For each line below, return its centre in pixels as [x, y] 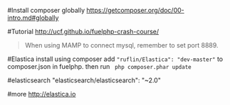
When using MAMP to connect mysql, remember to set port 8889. [121, 45]
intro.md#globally [33, 18]
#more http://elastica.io [42, 94]
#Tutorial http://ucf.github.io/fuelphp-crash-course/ [83, 32]
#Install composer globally [46, 10]
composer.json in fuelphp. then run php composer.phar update [99, 66]
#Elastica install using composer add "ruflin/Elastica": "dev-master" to [115, 59]
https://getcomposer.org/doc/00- [135, 10]
